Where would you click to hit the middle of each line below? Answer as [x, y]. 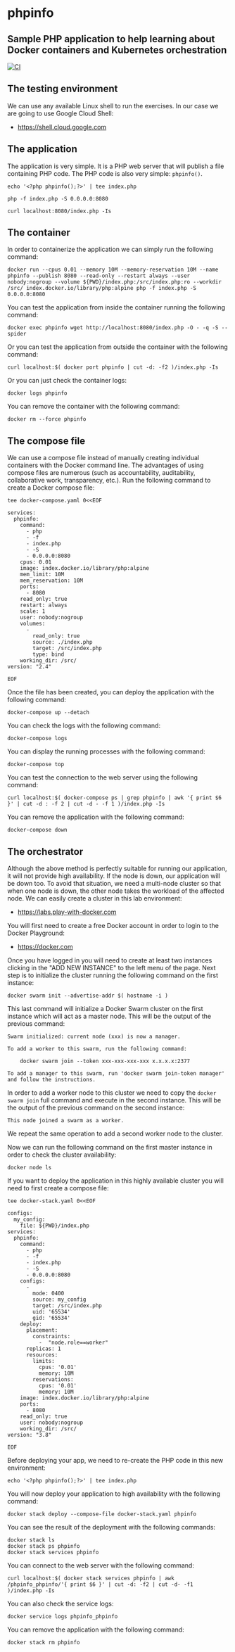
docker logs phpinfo [38, 393]
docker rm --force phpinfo [47, 419]
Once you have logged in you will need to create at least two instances [110, 960]
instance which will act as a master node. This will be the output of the [109, 1016]
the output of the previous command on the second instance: [96, 1108]
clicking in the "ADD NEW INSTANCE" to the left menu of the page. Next [112, 968]
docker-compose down [38, 830]
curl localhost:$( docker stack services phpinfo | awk [91, 1578]
